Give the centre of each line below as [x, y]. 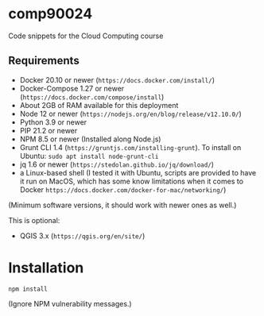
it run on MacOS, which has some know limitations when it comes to [132, 181]
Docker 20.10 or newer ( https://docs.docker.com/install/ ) [117, 79]
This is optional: [34, 220]
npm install [28, 289]
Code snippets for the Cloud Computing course [86, 36]
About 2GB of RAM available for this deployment [99, 105]
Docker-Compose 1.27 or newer [72, 88]
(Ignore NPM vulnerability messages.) [70, 303]
